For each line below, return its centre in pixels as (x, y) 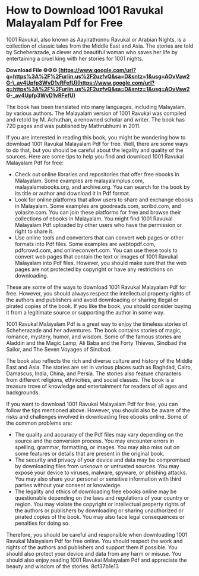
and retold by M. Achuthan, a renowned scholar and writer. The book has (96, 119)
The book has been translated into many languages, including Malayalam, (96, 107)
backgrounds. (23, 392)
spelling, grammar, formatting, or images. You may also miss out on (97, 447)
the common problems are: (39, 423)
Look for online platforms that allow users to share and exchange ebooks (104, 200)
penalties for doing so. (42, 523)
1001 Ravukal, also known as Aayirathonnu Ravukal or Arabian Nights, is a (96, 39)
